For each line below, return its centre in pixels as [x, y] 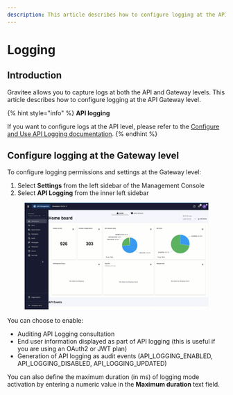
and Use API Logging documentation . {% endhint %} [83, 134]
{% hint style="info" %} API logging [59, 113]
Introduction [35, 75]
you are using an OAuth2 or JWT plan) [72, 348]
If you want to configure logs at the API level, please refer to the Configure [113, 126]
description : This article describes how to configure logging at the [111, 15]
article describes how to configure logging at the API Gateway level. [104, 99]
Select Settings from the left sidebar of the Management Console [111, 186]
